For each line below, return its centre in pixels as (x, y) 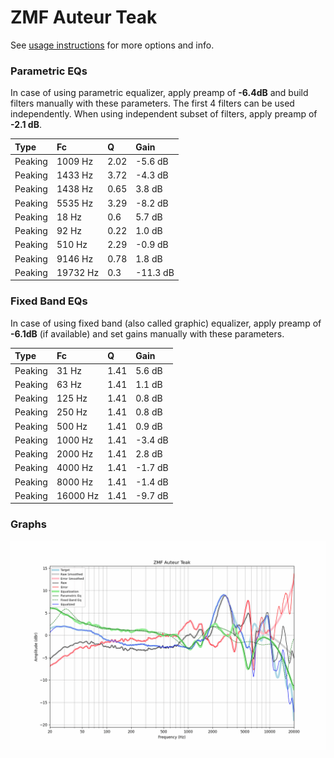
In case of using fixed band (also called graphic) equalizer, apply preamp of (166, 323)
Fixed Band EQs (49, 301)
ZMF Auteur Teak (84, 17)
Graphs (28, 524)
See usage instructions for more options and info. (112, 45)
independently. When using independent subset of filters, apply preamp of (164, 114)
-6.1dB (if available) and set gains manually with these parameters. (147, 333)
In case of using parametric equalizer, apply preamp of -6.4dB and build (159, 93)
